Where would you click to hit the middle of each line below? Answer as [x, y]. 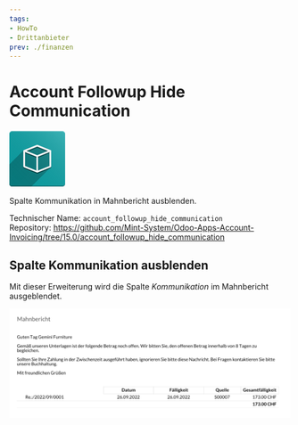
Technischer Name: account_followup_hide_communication [116, 218]
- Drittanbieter [39, 37]
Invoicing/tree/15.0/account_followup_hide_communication [117, 237]
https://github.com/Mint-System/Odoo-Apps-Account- [153, 228]
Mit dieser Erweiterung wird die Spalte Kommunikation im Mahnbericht [139, 286]
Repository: [30, 228]
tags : [19, 19]
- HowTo [24, 28]
